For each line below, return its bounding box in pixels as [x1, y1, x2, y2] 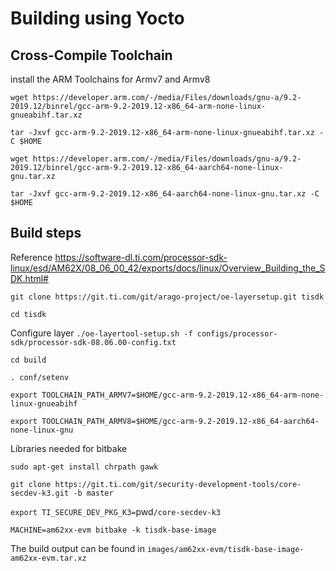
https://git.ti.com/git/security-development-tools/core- [54, 479, 302, 489]
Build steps [10, 225, 82, 242]
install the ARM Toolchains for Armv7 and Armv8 [10, 73, 211, 85]
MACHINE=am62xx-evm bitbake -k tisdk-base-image [10, 525, 217, 535]
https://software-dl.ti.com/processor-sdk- [54, 251, 228, 263]
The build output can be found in [10, 542, 145, 554]
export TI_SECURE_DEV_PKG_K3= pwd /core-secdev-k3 [10, 505, 221, 517]
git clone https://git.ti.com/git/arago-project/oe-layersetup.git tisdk [10, 292, 325, 302]
